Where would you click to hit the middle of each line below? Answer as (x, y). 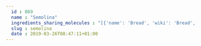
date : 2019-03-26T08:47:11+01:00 (54, 34)
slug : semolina (31, 28)
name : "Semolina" (35, 17)
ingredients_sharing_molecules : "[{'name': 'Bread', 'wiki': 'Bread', (104, 23)
